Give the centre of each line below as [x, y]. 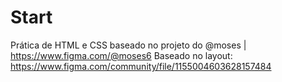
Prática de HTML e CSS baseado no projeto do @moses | [128, 45]
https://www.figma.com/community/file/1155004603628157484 [141, 66]
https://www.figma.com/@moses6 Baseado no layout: [121, 55]
